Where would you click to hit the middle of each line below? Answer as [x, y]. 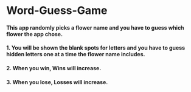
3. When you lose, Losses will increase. [57, 82]
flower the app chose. [34, 34]
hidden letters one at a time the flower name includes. [76, 54]
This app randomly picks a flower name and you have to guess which [95, 27]
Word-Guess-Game [57, 11]
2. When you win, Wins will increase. [54, 68]
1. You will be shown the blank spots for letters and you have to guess [96, 48]
